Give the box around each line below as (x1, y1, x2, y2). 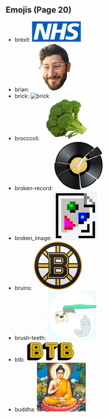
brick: (14, 92, 29, 99)
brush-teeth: (14, 334, 46, 341)
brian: (14, 85, 30, 93)
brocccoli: (14, 134, 40, 142)
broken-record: (14, 184, 53, 191)
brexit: (14, 36, 31, 43)
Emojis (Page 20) (5, 5, 72, 15)
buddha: (14, 405, 36, 413)
